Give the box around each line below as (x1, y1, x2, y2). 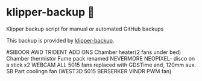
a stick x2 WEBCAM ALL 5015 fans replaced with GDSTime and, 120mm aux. (6, 61, 197, 68)
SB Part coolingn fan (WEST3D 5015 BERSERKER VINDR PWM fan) (6, 67, 172, 74)
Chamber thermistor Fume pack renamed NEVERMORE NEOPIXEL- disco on (6, 55, 195, 62)
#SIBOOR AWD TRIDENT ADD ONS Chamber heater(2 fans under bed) (6, 48, 181, 56)
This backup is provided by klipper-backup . (6, 37, 115, 44)
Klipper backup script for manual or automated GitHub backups (6, 25, 164, 32)
